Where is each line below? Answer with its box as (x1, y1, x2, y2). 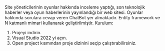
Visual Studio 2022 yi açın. (11, 35, 67, 41)
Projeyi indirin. (11, 30, 42, 35)
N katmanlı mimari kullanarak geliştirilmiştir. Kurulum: (4, 20, 113, 26)
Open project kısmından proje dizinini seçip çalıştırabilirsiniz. (11, 40, 137, 46)
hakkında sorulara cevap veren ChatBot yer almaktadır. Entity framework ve (4, 15, 160, 20)
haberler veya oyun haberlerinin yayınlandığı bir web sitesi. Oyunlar (4, 9, 143, 15)
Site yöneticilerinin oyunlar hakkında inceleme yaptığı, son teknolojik (4, 4, 145, 10)
